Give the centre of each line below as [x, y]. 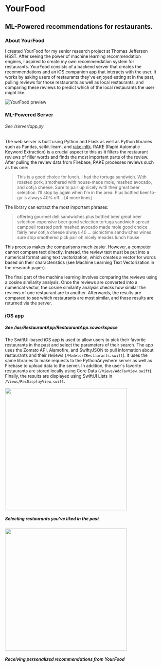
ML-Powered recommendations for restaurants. [79, 27]
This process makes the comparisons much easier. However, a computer [78, 247]
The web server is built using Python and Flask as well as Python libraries [79, 141]
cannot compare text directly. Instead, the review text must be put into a [77, 252]
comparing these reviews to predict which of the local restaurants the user [80, 87]
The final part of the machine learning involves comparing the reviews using [81, 277]
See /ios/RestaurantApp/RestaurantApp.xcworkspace [62, 327]
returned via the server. [28, 303]
